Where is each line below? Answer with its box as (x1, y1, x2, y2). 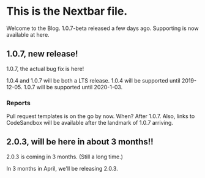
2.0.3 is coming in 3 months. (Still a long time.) (6, 153, 124, 160)
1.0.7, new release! (6, 49, 78, 59)
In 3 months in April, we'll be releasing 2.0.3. (6, 165, 118, 172)
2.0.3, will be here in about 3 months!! (6, 136, 154, 147)
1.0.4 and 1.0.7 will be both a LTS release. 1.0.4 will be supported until (6, 76, 181, 84)
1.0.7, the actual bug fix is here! (6, 65, 84, 72)
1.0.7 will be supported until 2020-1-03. (23, 83, 123, 91)
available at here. (6, 31, 50, 38)
